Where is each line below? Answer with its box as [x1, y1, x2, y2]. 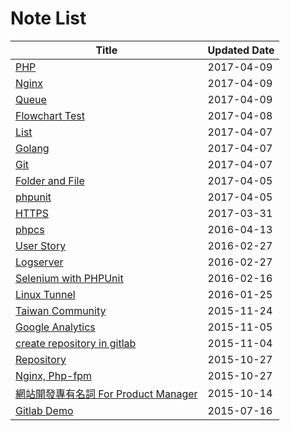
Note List [10, 7, 87, 30]
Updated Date [207, 43, 275, 57]
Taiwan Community [15, 303, 107, 317]
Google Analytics [15, 320, 96, 334]
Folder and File [15, 173, 85, 187]
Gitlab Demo [15, 403, 74, 417]
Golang [15, 141, 50, 155]
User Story [15, 238, 67, 252]
